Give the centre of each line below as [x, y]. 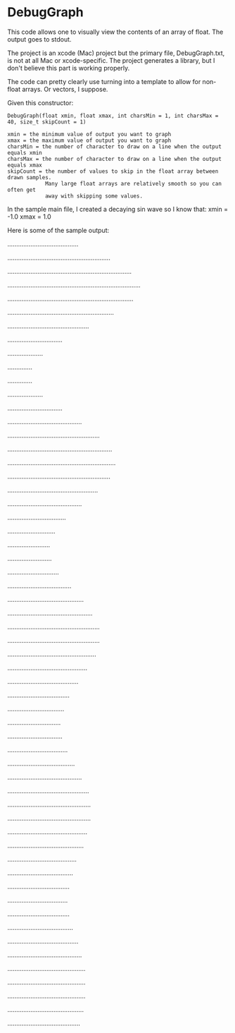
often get [22, 190]
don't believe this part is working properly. [69, 68]
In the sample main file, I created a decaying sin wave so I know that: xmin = [118, 209]
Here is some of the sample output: [58, 230]
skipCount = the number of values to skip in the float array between [113, 171]
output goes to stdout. [39, 39]
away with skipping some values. [94, 196]
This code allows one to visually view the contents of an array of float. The [115, 32]
